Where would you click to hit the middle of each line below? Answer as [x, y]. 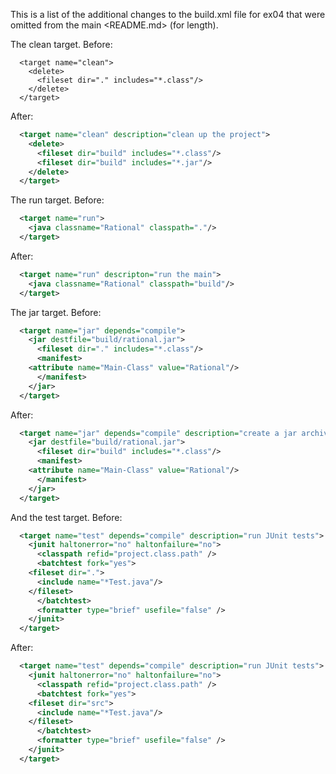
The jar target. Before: [56, 312]
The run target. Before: [57, 200]
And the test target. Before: [66, 517]
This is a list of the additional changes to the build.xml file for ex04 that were [168, 14]
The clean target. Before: [61, 44]
